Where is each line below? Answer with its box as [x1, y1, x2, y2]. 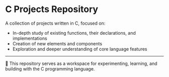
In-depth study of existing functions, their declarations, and [12, 30, 136, 36]
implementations [12, 35, 47, 41]
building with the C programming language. [5, 65, 95, 71]
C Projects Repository [5, 4, 99, 15]
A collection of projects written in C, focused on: [5, 20, 106, 26]
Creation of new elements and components [12, 40, 102, 46]
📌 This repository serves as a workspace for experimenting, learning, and [5, 60, 157, 66]
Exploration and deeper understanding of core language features [12, 46, 147, 52]
